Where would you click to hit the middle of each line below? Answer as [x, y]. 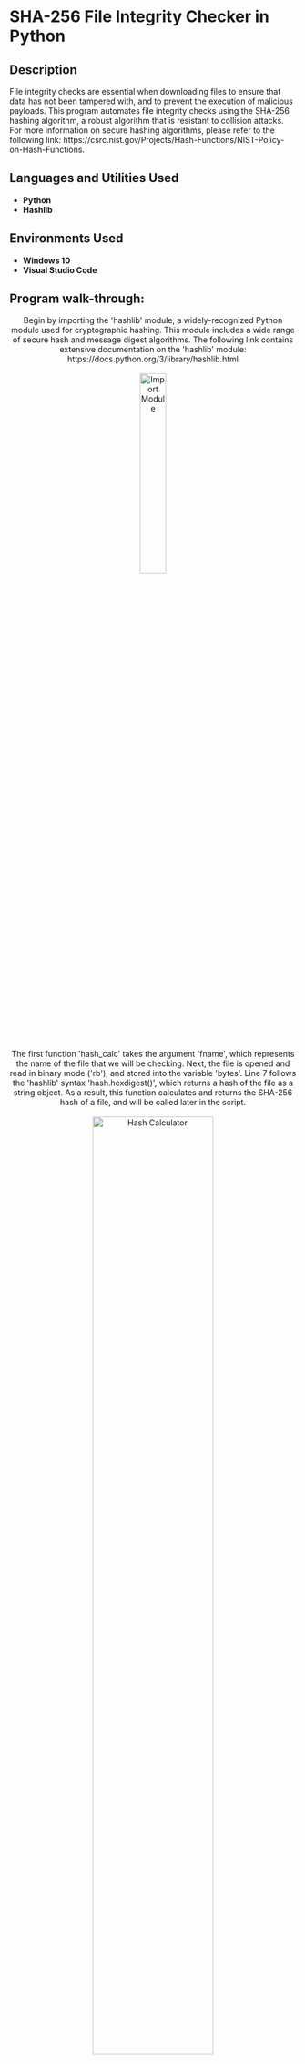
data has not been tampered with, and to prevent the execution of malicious [152, 101]
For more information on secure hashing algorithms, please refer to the [142, 130]
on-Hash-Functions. [47, 149]
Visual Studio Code [60, 269]
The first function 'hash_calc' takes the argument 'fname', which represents [153, 1054]
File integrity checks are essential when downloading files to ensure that [145, 92]
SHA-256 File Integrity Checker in [140, 17]
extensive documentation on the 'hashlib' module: [153, 350]
